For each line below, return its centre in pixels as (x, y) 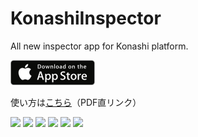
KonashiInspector (86, 18)
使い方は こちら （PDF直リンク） (76, 102)
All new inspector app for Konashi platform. (99, 46)
